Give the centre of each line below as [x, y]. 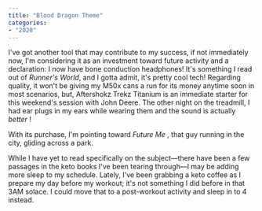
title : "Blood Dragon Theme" [56, 15]
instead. [21, 200]
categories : [27, 23]
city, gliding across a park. [51, 143]
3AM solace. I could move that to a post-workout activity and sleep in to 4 [127, 192]
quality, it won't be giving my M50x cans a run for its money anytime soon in [131, 86]
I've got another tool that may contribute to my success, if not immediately [128, 53]
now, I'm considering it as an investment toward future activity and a [118, 61]
